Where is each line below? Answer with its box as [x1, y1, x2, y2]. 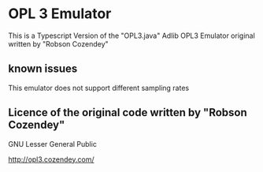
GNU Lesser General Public [8, 139, 97, 148]
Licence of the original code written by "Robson [8, 106, 248, 119]
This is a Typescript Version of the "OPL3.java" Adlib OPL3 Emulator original [8, 31, 256, 40]
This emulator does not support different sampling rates [8, 83, 190, 92]
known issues [8, 62, 78, 76]
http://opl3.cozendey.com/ [8, 155, 94, 164]
